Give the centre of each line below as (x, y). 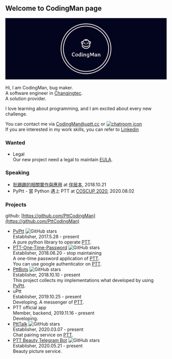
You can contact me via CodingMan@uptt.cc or (55, 124)
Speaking (17, 173)
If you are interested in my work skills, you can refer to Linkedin (72, 129)
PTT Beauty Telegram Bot (40, 341)
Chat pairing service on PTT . (43, 335)
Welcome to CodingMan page (54, 8)
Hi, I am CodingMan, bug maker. (39, 88)
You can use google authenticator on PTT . (57, 264)
